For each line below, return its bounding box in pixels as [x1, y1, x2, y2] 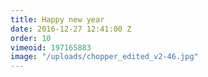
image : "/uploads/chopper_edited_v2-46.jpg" [10, 52, 199, 62]
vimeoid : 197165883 [10, 42, 92, 53]
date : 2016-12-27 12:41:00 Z [10, 24, 132, 34]
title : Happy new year [10, 14, 105, 25]
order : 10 [10, 33, 52, 43]
